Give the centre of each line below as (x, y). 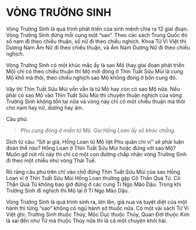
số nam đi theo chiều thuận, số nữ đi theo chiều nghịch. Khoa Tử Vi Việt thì (96, 41)
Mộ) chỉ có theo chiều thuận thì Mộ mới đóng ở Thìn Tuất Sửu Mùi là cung (94, 71)
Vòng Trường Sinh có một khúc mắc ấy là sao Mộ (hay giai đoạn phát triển (95, 65)
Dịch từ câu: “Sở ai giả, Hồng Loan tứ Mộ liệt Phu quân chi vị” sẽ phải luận (95, 141)
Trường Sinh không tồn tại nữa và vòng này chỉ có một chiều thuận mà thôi (96, 101)
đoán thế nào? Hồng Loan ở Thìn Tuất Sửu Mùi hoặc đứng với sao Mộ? (91, 148)
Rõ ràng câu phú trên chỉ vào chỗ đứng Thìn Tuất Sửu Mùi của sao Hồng (93, 172)
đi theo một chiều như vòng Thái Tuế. (51, 160)
